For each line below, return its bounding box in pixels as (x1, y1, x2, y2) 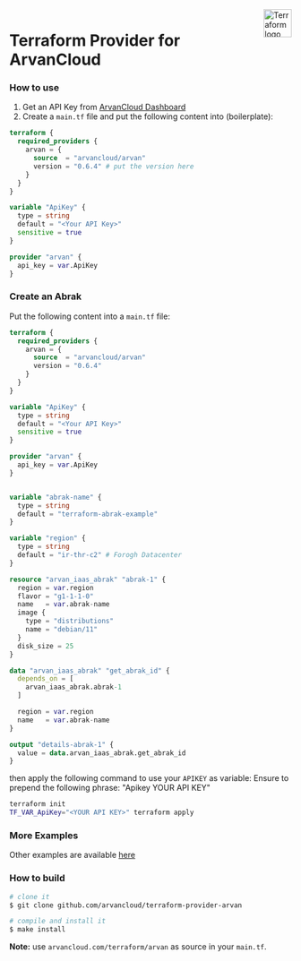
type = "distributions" (25, 617, 115, 626)
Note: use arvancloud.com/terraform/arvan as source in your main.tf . (9, 941, 267, 952)
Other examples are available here (9, 850, 136, 861)
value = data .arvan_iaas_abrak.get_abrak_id (17, 748, 186, 758)
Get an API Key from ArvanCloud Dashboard (21, 102, 186, 113)
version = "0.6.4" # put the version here (32, 161, 194, 171)
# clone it (9, 892, 50, 901)
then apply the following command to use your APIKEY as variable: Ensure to (9, 773, 289, 784)
